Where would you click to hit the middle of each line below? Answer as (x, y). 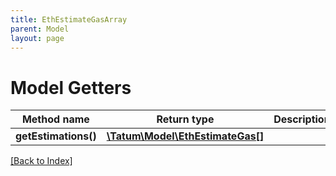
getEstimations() (56, 136)
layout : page (37, 38)
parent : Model (40, 29)
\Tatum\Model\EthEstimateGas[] (185, 136)
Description (302, 119)
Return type (185, 119)
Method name (55, 119)
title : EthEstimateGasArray (69, 19)
